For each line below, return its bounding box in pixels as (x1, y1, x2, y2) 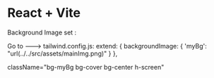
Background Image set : (7, 28, 77, 37)
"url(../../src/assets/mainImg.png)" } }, (7, 49, 118, 58)
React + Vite (7, 5, 81, 21)
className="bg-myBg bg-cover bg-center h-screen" (7, 63, 165, 71)
